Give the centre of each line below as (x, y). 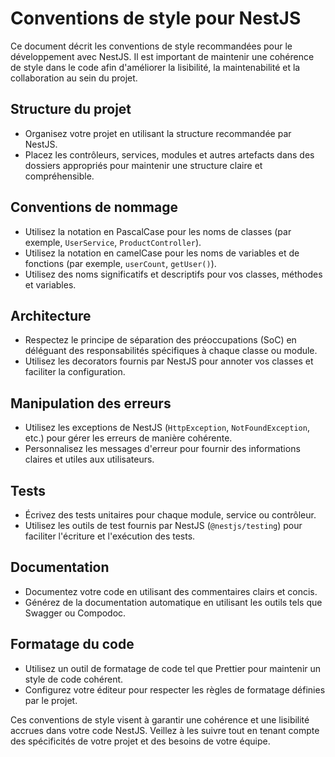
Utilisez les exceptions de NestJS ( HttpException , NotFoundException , (167, 428)
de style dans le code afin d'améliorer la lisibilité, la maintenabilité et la (155, 67)
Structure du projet (71, 109)
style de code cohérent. (74, 679)
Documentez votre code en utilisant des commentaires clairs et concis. (171, 591)
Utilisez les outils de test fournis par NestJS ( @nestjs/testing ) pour (163, 525)
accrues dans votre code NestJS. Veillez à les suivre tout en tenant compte (165, 730)
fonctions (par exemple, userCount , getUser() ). (120, 263)
